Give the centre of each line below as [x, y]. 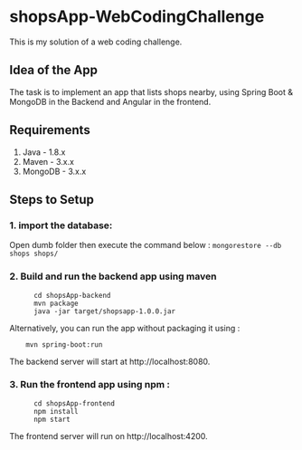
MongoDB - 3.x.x [54, 171]
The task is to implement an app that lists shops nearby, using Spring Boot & [151, 91]
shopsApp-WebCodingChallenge [137, 17]
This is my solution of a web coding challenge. [96, 42]
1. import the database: [61, 225]
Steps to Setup [52, 200]
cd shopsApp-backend [72, 295]
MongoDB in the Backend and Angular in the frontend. [110, 101]
